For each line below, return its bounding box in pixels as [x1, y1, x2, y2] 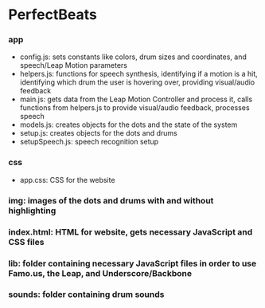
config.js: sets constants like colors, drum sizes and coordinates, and [19, 52, 247, 61]
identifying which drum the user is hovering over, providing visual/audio [19, 77, 255, 87]
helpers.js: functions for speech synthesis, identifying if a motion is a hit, [19, 69, 259, 79]
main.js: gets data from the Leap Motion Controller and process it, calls [19, 94, 253, 105]
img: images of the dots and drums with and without [8, 195, 214, 206]
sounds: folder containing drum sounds [8, 289, 165, 300]
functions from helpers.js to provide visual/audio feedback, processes [19, 103, 250, 113]
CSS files [8, 236, 45, 247]
